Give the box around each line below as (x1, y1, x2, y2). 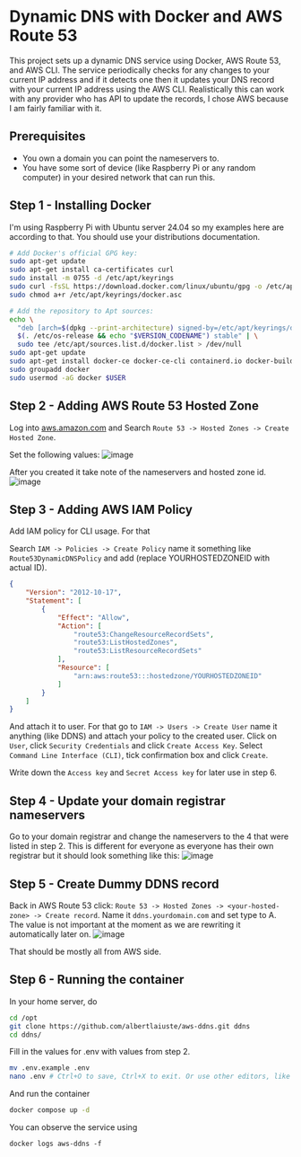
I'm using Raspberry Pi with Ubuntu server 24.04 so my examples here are (9, 222, 285, 233)
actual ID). (9, 562, 47, 573)
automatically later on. (9, 928, 91, 940)
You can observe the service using (9, 1122, 138, 1133)
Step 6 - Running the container (9, 972, 185, 987)
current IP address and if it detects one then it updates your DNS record (9, 74, 275, 84)
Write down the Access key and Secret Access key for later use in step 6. (9, 767, 278, 778)
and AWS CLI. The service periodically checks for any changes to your (9, 65, 271, 75)
